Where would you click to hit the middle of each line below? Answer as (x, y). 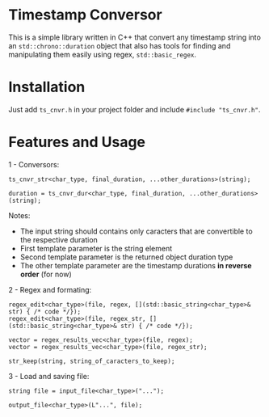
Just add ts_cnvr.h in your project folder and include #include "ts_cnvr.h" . (134, 109)
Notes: (19, 215)
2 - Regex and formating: (50, 289)
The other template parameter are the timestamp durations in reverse (136, 265)
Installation (47, 87)
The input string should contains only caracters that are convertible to (136, 231)
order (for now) (46, 274)
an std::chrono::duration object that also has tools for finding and (120, 45)
